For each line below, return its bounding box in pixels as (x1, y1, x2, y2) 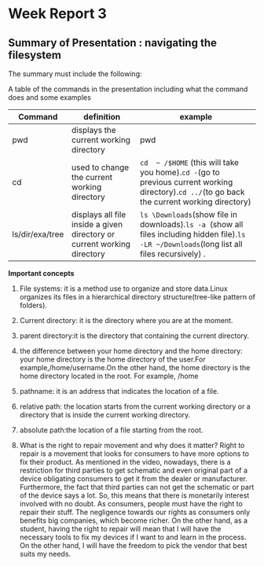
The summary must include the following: (8, 69, 143, 79)
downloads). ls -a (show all (140, 219, 244, 230)
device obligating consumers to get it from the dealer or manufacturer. (19, 474, 247, 483)
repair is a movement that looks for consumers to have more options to (19, 449, 250, 458)
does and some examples (8, 93, 92, 102)
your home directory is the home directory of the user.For (19, 355, 206, 364)
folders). (19, 300, 47, 310)
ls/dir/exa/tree (12, 229, 64, 240)
